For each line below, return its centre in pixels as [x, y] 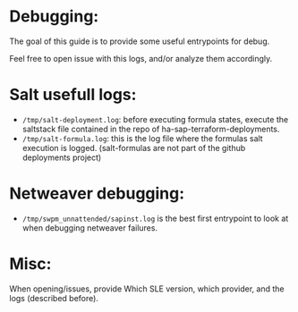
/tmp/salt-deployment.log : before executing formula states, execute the [155, 119]
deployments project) [62, 157]
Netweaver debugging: [97, 194]
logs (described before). [54, 298]
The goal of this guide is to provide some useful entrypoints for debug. [140, 41]
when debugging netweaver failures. [90, 228]
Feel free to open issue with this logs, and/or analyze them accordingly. [141, 58]
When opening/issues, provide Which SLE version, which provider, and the [147, 289]
